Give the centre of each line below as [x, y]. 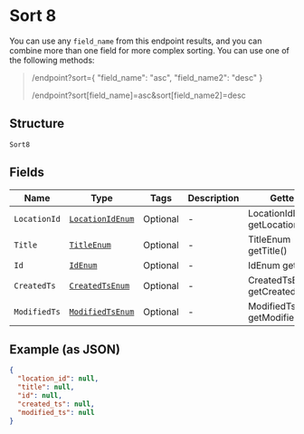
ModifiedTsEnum [102, 312]
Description [214, 198]
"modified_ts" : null [56, 412]
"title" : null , [46, 387]
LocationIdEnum [102, 219]
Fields [27, 173]
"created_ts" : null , [56, 404]
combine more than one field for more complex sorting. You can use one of [149, 50]
